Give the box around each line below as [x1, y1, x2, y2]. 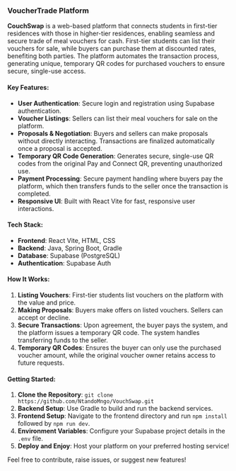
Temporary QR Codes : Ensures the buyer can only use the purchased [17, 343, 221, 352]
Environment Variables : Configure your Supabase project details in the [17, 427, 225, 436]
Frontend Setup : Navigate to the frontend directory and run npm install [17, 412, 228, 420]
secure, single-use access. [7, 67, 86, 76]
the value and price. [17, 298, 76, 307]
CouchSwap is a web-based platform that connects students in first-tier [7, 22, 218, 30]
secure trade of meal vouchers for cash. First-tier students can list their [7, 37, 216, 45]
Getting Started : [7, 375, 56, 383]
